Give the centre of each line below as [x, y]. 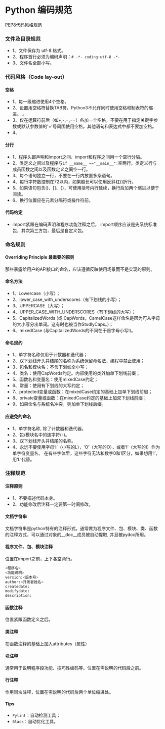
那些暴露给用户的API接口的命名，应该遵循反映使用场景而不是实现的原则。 [80, 269]
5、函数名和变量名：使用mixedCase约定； [55, 380]
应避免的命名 [18, 416]
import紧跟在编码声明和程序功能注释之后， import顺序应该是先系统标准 [84, 224]
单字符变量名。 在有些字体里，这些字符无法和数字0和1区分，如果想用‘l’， [86, 453]
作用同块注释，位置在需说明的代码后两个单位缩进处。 [59, 692]
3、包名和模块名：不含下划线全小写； [50, 367]
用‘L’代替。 [23, 459]
